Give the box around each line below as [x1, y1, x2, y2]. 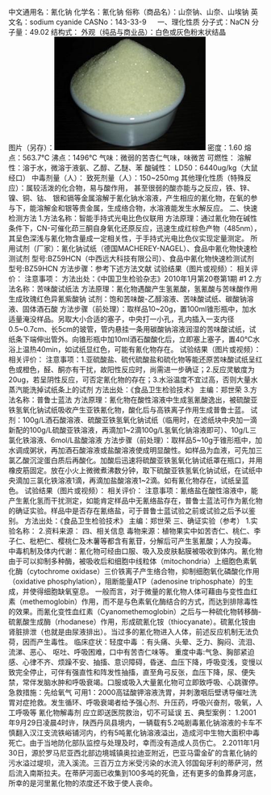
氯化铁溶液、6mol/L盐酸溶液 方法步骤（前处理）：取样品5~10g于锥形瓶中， [8, 435, 256, 445]
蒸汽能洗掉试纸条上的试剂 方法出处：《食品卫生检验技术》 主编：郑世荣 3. [8, 385, 251, 394]
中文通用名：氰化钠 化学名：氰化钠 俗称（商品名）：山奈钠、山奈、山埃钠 [8, 7, 249, 16]
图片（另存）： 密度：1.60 [8, 143, 243, 152]
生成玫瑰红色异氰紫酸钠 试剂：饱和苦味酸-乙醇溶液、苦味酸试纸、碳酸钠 [8, 294, 248, 303]
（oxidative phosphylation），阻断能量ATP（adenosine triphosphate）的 [8, 576, 247, 586]
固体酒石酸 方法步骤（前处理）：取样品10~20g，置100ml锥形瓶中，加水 [22, 304, 256, 313]
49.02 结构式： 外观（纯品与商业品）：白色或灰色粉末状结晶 [29, 27, 227, 36]
